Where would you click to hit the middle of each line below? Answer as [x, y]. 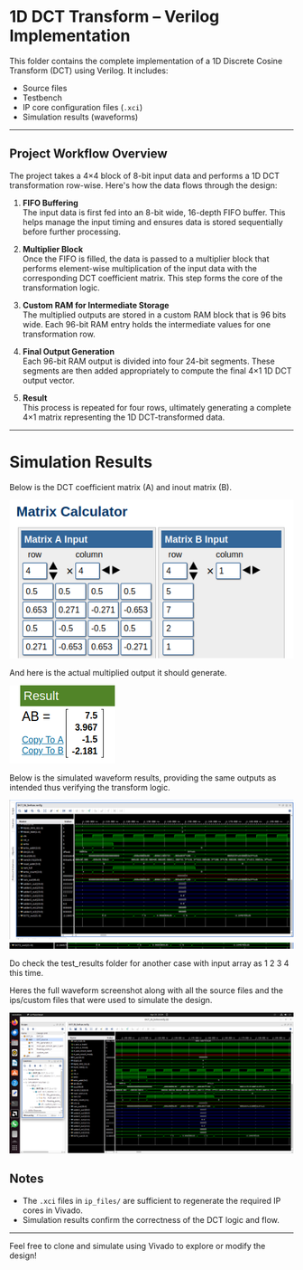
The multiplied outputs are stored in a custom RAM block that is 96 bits [154, 315]
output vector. [48, 380]
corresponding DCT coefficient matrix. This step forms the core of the [152, 278]
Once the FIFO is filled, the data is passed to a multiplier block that [146, 259]
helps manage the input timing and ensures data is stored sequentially [153, 222]
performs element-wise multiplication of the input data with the [139, 268]
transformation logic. [61, 288]
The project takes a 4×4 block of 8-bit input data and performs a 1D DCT [144, 175]
